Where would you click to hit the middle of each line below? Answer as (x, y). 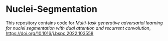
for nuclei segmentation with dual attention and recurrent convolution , (78, 28)
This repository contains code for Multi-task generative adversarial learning (84, 23)
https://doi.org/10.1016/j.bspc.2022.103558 (50, 33)
